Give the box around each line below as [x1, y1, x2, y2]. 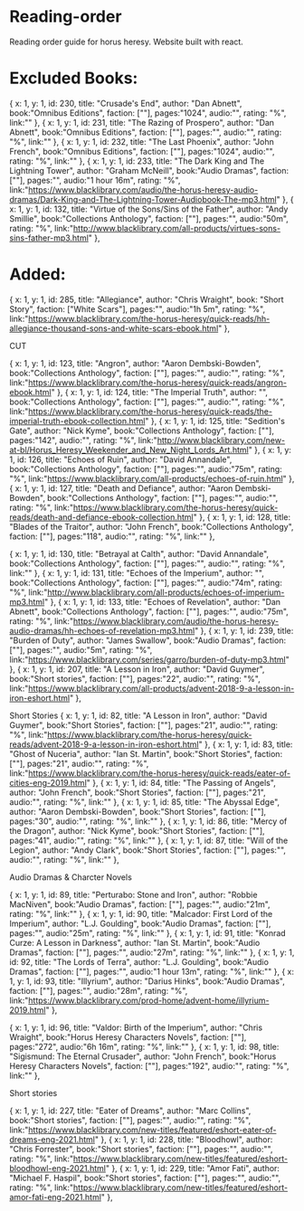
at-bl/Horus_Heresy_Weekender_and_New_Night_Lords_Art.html [9, 444, 249, 455]
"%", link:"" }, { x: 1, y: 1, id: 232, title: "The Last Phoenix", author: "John [9, 136, 274, 147]
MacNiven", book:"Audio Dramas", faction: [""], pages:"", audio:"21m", [9, 898, 271, 910]
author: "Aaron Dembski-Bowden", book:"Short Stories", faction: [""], [9, 806, 267, 817]
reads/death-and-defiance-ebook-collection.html [9, 511, 194, 522]
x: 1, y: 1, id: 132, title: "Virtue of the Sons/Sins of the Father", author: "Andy [9, 203, 289, 214]
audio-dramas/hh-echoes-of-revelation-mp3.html [9, 625, 195, 636]
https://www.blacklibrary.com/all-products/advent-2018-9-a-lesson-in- [28, 683, 295, 694]
